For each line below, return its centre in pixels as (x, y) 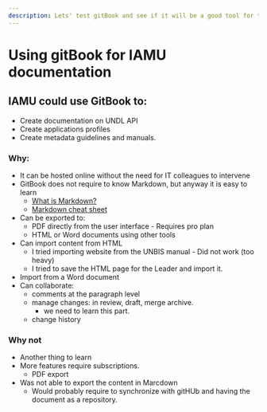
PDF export (50, 375)
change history (56, 319)
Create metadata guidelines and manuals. (88, 137)
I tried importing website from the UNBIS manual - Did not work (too (143, 251)
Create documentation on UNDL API (79, 120)
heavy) (43, 260)
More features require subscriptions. (79, 366)
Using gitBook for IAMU (87, 55)
